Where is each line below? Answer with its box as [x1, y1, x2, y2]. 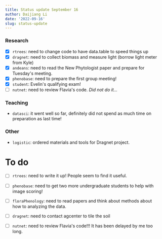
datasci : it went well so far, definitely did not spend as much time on [12, 110, 152, 116]
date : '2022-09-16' [5, 16, 45, 21]
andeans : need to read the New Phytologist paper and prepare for [12, 65, 145, 70]
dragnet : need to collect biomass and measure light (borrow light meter [12, 54, 157, 60]
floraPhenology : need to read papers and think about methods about [12, 198, 152, 204]
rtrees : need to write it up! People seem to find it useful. [12, 173, 127, 179]
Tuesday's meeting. [12, 70, 53, 76]
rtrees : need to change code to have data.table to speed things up [12, 48, 149, 54]
